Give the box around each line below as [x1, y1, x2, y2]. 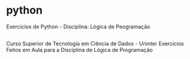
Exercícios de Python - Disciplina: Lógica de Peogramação [6, 23, 151, 30]
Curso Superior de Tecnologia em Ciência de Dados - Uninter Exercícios [6, 40, 184, 47]
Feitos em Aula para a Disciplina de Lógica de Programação [6, 47, 154, 54]
